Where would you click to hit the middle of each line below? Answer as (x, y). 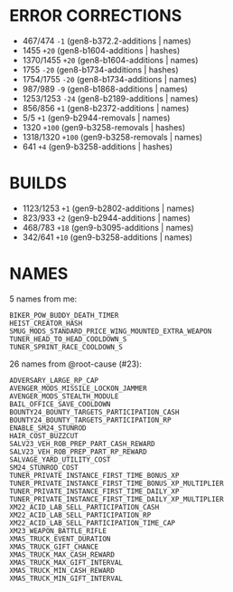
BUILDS (38, 183)
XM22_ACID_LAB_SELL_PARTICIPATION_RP (80, 515)
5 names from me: (43, 299)
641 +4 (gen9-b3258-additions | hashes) (98, 147)
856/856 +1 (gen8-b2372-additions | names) (106, 108)
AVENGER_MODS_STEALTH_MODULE (64, 396)
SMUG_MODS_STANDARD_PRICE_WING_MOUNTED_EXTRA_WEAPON (111, 331)
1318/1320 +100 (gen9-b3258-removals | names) (112, 137)
